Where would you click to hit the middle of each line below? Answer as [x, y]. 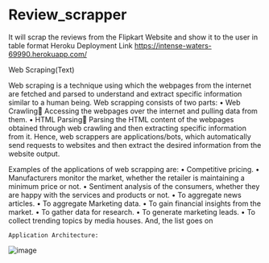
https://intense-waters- [173, 45]
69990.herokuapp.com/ [48, 54]
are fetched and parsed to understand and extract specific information [125, 93]
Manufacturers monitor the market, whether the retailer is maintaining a [127, 178]
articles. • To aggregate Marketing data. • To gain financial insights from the [135, 203]
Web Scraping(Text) [41, 69]
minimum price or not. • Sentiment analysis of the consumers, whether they [134, 186]
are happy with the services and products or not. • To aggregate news [125, 195]
